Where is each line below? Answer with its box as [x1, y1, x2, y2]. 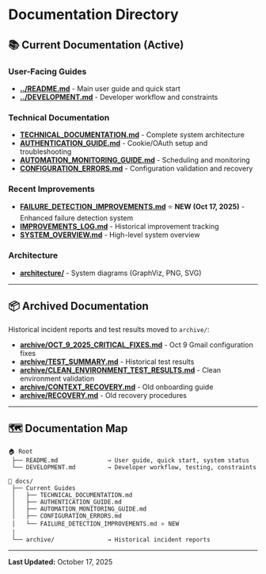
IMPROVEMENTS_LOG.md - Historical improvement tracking [19, 222, 219, 232]
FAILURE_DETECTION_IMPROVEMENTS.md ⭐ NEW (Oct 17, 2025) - [19, 202, 245, 212]
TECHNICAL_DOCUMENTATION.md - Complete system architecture [19, 130, 245, 140]
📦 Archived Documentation [8, 300, 149, 313]
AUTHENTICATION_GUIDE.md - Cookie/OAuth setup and [19, 139, 208, 148]
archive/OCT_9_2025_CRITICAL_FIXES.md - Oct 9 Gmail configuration [19, 339, 253, 350]
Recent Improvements [8, 184, 95, 195]
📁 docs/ [8, 477, 34, 485]
